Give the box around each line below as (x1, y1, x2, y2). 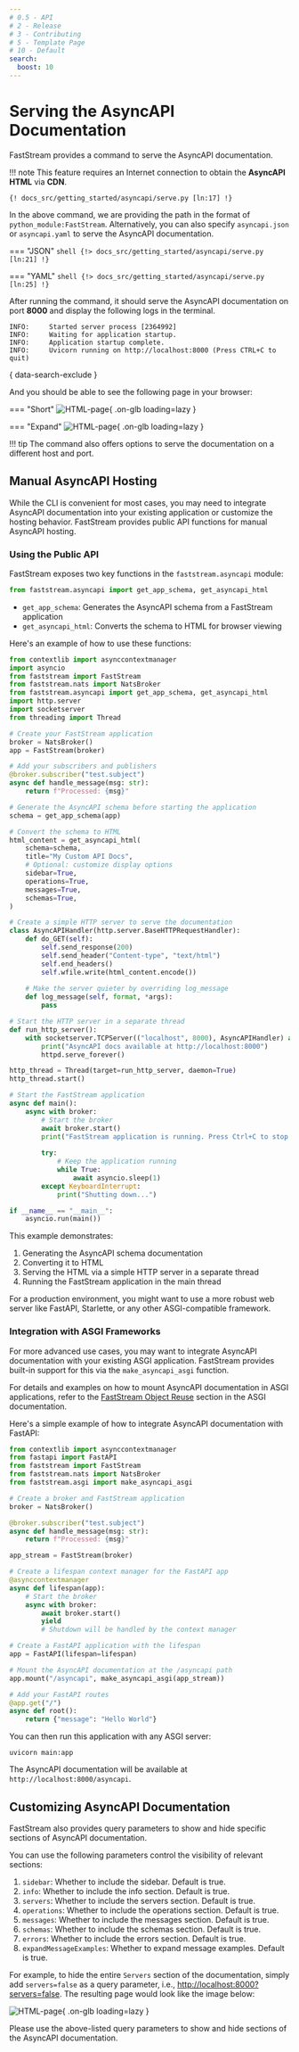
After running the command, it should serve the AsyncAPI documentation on (9, 295, 289, 306)
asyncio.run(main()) (25, 1215, 101, 1224)
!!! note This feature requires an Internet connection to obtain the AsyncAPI (9, 167, 287, 177)
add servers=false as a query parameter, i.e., (9, 1979, 176, 1990)
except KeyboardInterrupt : (41, 1182, 141, 1191)
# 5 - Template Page (9, 37, 86, 47)
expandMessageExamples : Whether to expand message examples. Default (21, 1943, 285, 1954)
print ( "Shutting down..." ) (56, 1190, 158, 1199)
